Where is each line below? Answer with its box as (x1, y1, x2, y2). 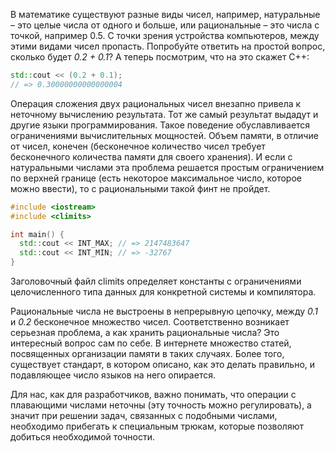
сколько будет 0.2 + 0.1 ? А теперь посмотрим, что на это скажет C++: (10, 51, 310, 63)
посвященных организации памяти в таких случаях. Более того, (10, 348, 285, 359)
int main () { (10, 229, 65, 239)
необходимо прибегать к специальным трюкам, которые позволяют (10, 420, 304, 432)
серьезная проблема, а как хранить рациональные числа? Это (10, 327, 280, 338)
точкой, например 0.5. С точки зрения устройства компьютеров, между (10, 30, 320, 41)
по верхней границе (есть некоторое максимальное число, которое (10, 172, 302, 184)
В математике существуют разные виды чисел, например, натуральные (10, 9, 321, 20)
